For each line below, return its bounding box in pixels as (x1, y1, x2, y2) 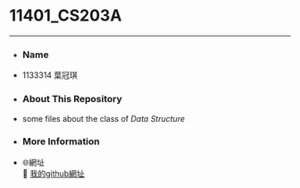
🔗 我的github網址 (21, 167, 85, 179)
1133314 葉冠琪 (21, 70, 78, 81)
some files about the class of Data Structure (21, 113, 186, 124)
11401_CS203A (9, 5, 122, 26)
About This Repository (21, 93, 122, 106)
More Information (21, 135, 100, 148)
